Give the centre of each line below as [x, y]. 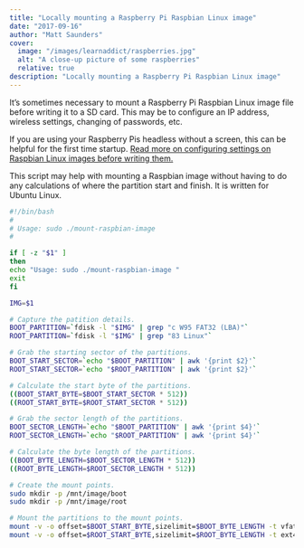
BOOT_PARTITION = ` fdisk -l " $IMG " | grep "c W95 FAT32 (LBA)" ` [129, 328]
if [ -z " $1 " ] [38, 253]
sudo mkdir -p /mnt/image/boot [68, 494]
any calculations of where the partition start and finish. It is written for [139, 185]
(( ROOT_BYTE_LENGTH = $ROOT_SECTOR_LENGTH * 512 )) [103, 468]
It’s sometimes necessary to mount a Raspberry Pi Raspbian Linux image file [152, 102]
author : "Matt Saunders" [56, 34]
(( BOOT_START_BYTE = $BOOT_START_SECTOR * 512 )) [99, 394]
